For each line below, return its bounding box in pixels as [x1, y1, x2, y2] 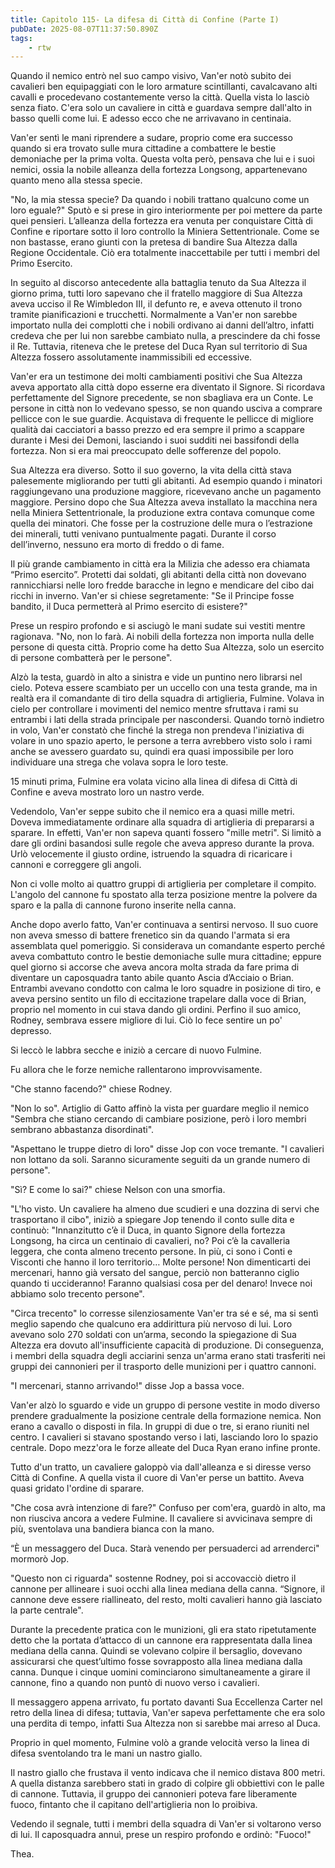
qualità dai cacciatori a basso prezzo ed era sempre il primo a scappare [10, 424, 305, 436]
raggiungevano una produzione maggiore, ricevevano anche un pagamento [10, 486, 322, 498]
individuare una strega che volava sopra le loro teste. [10, 756, 229, 768]
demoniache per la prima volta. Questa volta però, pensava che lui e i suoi [10, 153, 315, 165]
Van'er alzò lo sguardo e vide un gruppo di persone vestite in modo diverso [10, 1399, 321, 1411]
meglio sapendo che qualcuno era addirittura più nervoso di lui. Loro [10, 1318, 293, 1330]
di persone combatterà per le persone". [10, 652, 173, 664]
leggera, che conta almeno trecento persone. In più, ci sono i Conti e [10, 1246, 293, 1258]
